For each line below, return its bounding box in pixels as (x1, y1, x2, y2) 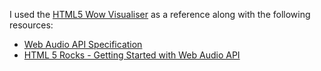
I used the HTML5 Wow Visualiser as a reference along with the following (9, 9, 311, 20)
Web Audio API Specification (23, 39, 143, 50)
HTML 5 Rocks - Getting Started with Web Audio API (23, 49, 241, 61)
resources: (9, 19, 54, 31)
